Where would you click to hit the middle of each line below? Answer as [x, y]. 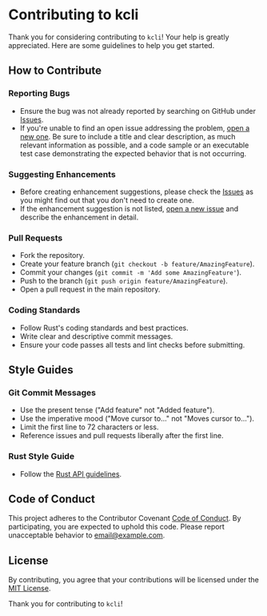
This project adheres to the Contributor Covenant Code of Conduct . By [125, 518]
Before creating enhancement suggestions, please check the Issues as [137, 191]
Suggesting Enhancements [62, 174]
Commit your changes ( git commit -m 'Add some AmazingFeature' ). [131, 272]
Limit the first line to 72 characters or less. [89, 427]
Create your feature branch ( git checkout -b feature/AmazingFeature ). [137, 264]
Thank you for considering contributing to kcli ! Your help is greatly [119, 37]
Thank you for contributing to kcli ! [66, 604]
